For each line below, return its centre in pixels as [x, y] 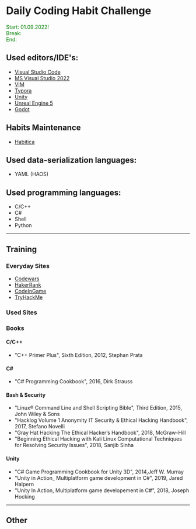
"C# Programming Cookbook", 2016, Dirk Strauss [73, 382]
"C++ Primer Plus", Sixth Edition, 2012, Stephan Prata [78, 355]
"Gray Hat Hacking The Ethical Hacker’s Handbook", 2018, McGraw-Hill [100, 433]
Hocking [24, 496]
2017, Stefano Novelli [40, 427]
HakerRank [28, 284]
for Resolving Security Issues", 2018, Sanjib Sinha [74, 445]
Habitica [24, 142]
